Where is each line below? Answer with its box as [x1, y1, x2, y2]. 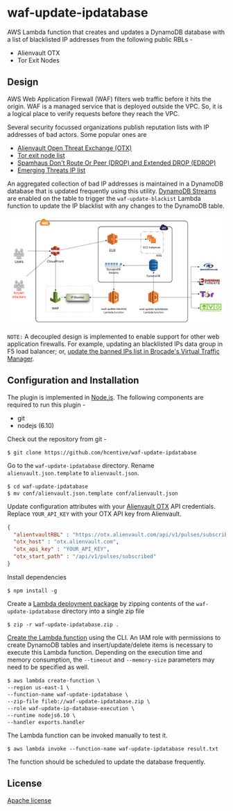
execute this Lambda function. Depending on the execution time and [7, 648, 202, 656]
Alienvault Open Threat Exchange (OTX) [17, 144, 132, 152]
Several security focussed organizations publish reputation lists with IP [7, 123, 209, 131]
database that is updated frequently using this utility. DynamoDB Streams [7, 186, 216, 195]
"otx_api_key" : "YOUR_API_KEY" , [13, 546, 110, 553]
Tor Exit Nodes [17, 56, 60, 64]
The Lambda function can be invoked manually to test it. [7, 731, 168, 739]
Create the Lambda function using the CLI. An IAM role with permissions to [7, 633, 221, 641]
